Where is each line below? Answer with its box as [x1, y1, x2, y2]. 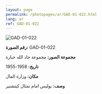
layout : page [5, 7, 33, 12]
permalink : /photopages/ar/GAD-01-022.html [5, 12, 98, 17]
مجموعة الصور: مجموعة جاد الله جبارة [5, 54, 76, 60]
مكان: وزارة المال [5, 73, 39, 80]
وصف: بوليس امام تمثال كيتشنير [5, 83, 65, 89]
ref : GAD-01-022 [5, 21, 39, 26]
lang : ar [5, 16, 24, 21]
